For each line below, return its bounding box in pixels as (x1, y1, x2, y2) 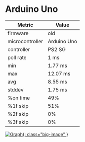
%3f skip (7, 118, 29, 125)
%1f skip (7, 102, 29, 109)
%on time (7, 94, 30, 101)
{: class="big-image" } (22, 131, 68, 137)
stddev (7, 86, 24, 93)
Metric (17, 21, 34, 28)
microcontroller (7, 38, 43, 45)
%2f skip (7, 110, 29, 117)
